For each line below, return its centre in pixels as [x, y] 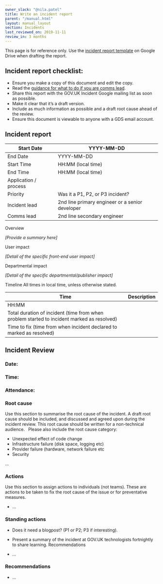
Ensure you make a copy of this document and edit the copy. [73, 83]
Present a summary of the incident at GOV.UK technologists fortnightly [82, 539]
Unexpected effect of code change [47, 438]
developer [69, 208]
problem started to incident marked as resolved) [62, 319]
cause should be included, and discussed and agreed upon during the [75, 419]
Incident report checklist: [44, 71]
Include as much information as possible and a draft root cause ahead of [85, 109]
